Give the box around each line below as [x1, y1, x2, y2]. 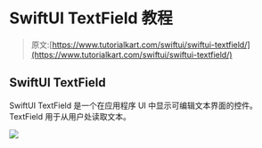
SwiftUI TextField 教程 [9, 8, 174, 29]
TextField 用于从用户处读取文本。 [9, 111, 132, 121]
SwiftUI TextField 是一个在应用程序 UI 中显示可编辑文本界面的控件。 [9, 100, 258, 111]
